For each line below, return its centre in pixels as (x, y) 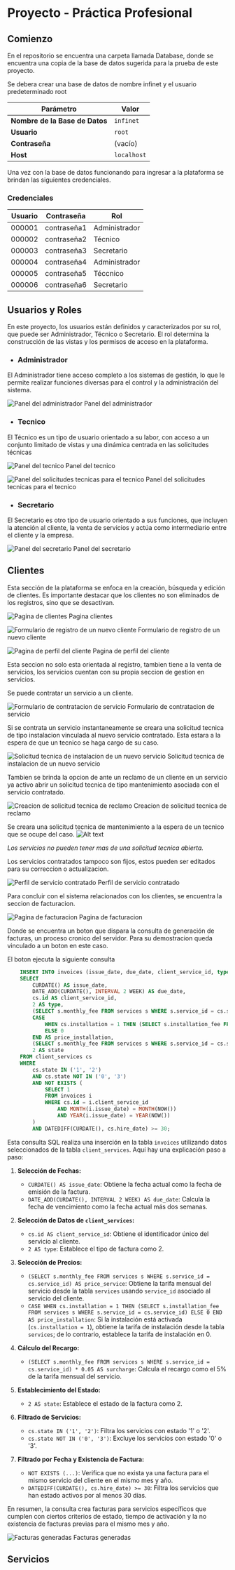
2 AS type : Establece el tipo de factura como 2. (96, 1249)
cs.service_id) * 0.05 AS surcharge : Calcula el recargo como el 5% (127, 1369)
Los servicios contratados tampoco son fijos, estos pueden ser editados (111, 861)
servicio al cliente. (54, 1241)
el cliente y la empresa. (41, 535)
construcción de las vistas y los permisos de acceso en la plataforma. (108, 342)
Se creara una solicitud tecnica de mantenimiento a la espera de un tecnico (116, 827)
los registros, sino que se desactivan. (61, 602)
